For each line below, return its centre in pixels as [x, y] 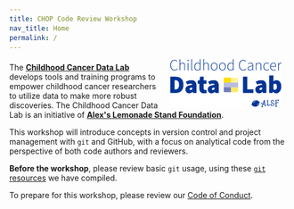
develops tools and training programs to [82, 77]
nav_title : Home [39, 28]
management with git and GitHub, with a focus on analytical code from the [147, 142]
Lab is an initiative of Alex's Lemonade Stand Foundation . [117, 115]
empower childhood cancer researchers [83, 87]
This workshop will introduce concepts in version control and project [135, 132]
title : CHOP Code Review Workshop [73, 19]
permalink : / [33, 38]
